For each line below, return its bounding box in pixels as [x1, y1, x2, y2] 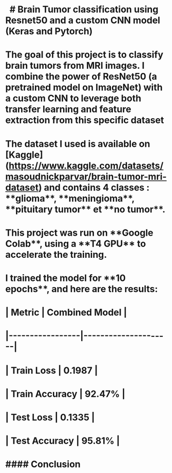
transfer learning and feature [5, 104, 131, 115]
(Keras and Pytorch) [5, 26, 93, 37]
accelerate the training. [5, 249, 107, 260]
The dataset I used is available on [5, 138, 150, 149]
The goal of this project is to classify [5, 49, 163, 61]
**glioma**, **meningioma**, [5, 193, 135, 204]
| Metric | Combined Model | [5, 307, 127, 318]
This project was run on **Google [5, 227, 154, 238]
